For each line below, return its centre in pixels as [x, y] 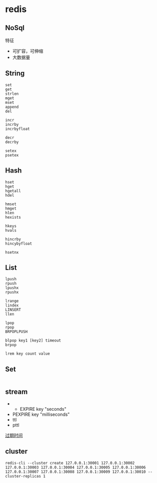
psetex [12, 155]
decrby [12, 142]
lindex [12, 305]
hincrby [13, 239]
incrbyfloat [17, 129]
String [15, 73]
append [12, 107]
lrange [12, 301]
